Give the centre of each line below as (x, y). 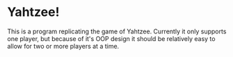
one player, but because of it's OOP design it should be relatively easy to (111, 38)
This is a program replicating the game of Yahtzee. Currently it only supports (117, 31)
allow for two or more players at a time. (63, 46)
